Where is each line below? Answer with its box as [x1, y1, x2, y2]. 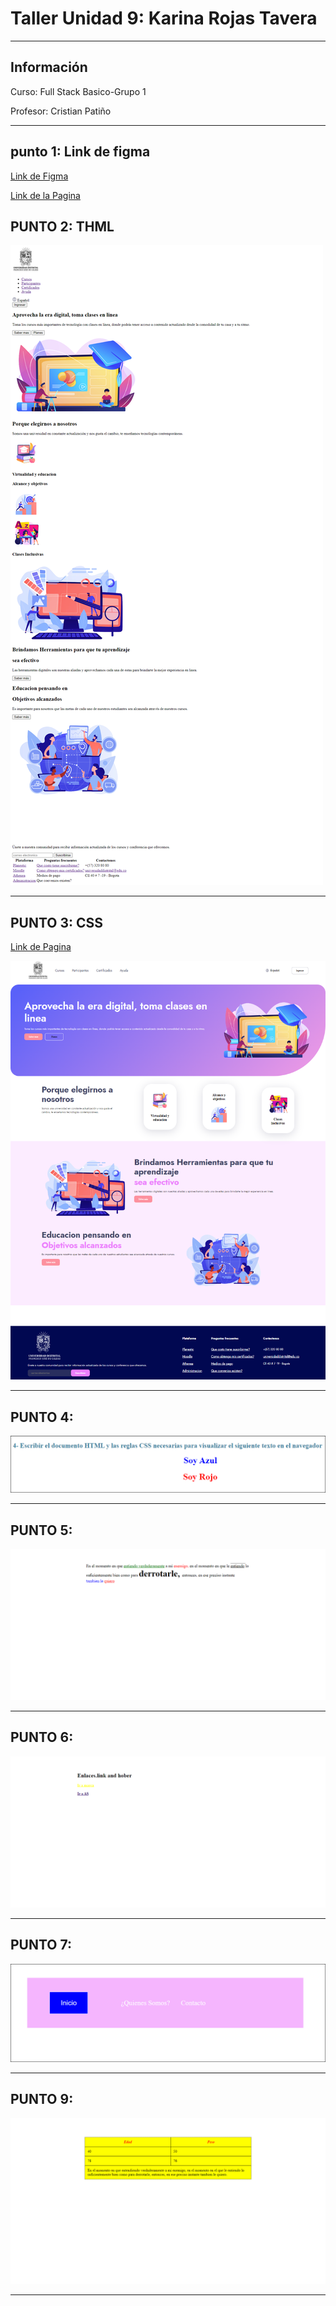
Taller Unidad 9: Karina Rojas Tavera [10, 7, 318, 30]
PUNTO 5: [10, 1522, 73, 1539]
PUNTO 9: [10, 2091, 74, 2108]
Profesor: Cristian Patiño [10, 105, 112, 117]
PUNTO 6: [10, 1729, 74, 1746]
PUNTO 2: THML [10, 218, 115, 235]
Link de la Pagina [10, 189, 81, 201]
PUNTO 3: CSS [10, 914, 104, 931]
